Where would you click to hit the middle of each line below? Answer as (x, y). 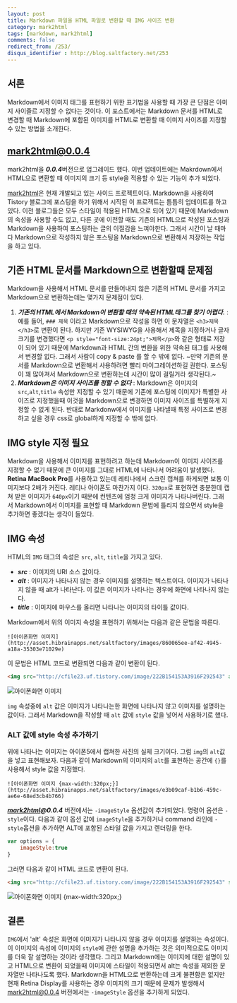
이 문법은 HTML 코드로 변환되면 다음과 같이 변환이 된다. (84, 663)
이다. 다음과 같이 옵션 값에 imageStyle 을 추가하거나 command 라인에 (118, 819)
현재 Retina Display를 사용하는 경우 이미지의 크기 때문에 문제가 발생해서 (106, 983)
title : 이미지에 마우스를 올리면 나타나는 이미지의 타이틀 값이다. (103, 607)
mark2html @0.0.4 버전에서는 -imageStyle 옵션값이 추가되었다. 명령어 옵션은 (115, 810)
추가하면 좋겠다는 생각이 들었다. (51, 514)
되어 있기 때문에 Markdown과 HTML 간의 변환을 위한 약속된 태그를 (117, 348)
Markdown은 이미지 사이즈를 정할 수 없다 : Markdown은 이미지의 (108, 383)
